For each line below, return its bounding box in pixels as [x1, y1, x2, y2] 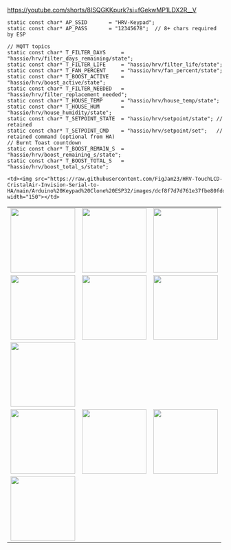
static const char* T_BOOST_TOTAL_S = [7, 157, 125, 164]
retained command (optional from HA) [7, 133, 115, 140]
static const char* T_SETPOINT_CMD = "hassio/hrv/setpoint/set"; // [7, 127, 223, 134]
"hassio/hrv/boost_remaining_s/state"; [7, 151, 122, 158]
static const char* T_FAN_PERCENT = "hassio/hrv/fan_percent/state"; [7, 67, 223, 74]
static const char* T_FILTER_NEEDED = [7, 85, 125, 92]
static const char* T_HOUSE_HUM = [7, 103, 125, 110]
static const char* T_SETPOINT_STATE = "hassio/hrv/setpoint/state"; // [7, 115, 223, 122]
